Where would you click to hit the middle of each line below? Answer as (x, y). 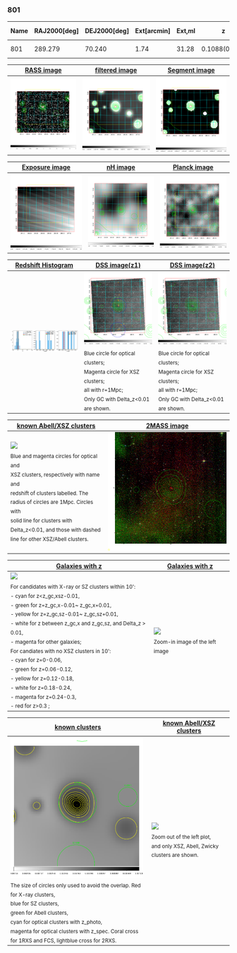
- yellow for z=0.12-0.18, (42, 678)
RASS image (43, 70)
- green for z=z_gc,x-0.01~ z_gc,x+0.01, (61, 605)
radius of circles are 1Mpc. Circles (52, 503)
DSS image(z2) (192, 265)
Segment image (191, 70)
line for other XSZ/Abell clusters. (49, 539)
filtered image (116, 70)
